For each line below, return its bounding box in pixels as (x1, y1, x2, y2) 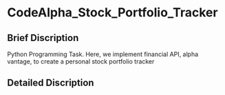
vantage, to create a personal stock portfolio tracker (7, 57, 155, 66)
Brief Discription (7, 32, 79, 44)
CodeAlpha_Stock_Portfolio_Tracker (7, 5, 218, 21)
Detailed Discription (7, 77, 94, 89)
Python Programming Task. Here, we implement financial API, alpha (7, 50, 199, 58)
